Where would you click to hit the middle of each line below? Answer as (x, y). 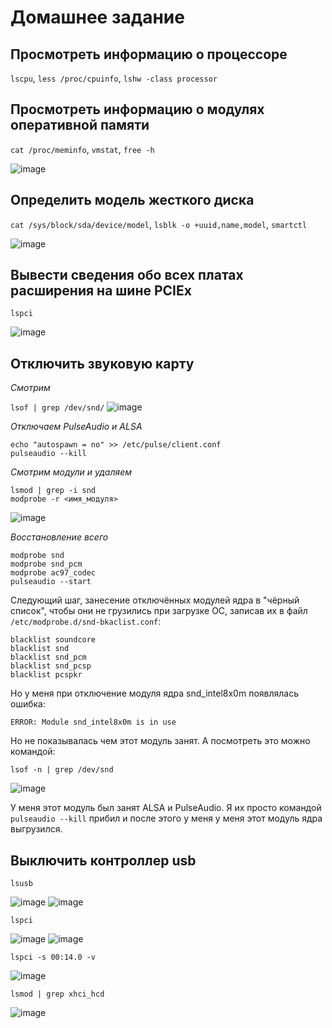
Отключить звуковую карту (102, 363)
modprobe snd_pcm (46, 564)
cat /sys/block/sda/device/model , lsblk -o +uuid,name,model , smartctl (159, 224)
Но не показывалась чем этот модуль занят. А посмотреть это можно (160, 741)
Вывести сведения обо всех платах (127, 275)
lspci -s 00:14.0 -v (53, 957)
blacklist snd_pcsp (51, 666)
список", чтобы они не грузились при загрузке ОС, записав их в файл (159, 611)
